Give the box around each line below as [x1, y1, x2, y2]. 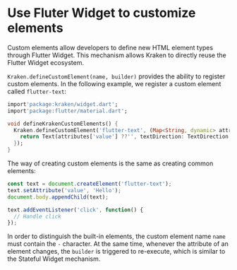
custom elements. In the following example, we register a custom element [7, 79, 221, 88]
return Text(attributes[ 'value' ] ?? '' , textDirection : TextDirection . [20, 133, 232, 141]
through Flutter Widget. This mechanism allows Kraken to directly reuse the [7, 51, 227, 59]
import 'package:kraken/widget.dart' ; [7, 100, 119, 107]
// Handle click [13, 213, 61, 220]
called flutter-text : [7, 87, 67, 95]
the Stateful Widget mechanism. [7, 254, 101, 263]
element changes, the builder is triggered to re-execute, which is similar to [7, 247, 226, 256]
